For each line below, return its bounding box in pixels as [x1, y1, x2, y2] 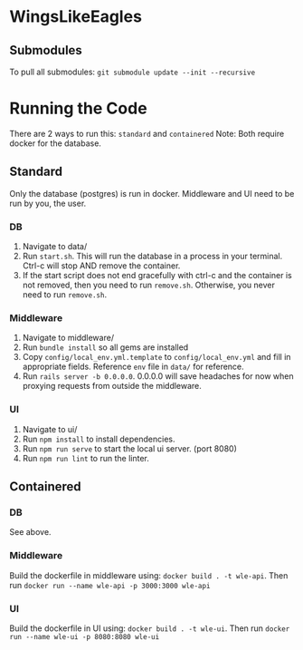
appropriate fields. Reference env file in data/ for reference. [22, 361, 244, 373]
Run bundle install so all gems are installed [22, 342, 189, 353]
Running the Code [9, 98, 147, 119]
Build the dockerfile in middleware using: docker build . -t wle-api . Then [9, 569, 289, 581]
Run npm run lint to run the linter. [22, 452, 149, 463]
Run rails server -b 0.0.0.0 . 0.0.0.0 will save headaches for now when [22, 371, 294, 382]
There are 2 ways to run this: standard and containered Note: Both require [9, 128, 285, 139]
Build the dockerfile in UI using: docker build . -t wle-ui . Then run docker [9, 623, 290, 634]
